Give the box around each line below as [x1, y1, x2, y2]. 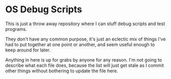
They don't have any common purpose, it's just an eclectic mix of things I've [5, 36, 166, 42]
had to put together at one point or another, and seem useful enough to [5, 41, 155, 47]
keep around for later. [5, 47, 51, 53]
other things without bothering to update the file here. [5, 68, 118, 74]
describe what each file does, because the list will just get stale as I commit [5, 62, 164, 68]
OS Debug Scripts [5, 4, 83, 15]
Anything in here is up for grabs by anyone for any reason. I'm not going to [5, 56, 162, 63]
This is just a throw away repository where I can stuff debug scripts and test [5, 21, 165, 27]
